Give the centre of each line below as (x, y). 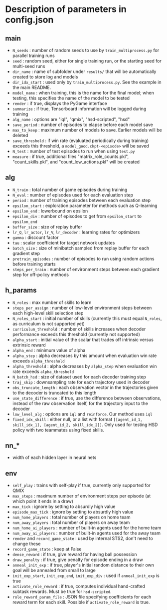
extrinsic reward (29, 345)
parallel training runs (33, 55)
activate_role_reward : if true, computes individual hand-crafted (79, 586)
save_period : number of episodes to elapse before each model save (83, 124)
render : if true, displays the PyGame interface (60, 103)
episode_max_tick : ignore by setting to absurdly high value (73, 512)
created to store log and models (45, 77)
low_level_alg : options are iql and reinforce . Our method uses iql (83, 414)
